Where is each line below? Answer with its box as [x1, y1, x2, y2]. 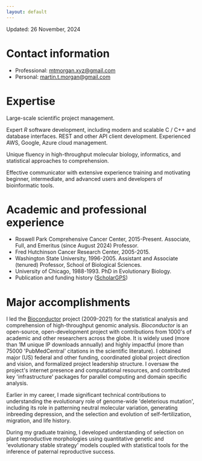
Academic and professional [6, 203, 147, 217]
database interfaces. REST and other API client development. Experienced [6, 132, 191, 140]
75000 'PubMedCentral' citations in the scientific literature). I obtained [6, 347, 181, 355]
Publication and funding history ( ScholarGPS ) [14, 274, 128, 281]
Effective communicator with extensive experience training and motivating [6, 169, 191, 176]
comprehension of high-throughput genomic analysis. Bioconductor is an [6, 322, 188, 329]
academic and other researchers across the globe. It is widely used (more [6, 335, 190, 342]
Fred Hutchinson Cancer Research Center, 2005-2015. [14, 249, 151, 256]
